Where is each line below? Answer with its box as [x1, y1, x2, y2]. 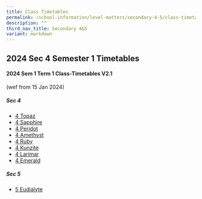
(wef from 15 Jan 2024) [6, 83, 65, 91]
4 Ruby [14, 137, 33, 144]
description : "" [6, 20, 47, 26]
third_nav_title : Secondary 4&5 [6, 25, 87, 32]
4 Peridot [14, 125, 38, 132]
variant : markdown [6, 31, 52, 37]
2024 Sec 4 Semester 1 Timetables [6, 53, 140, 64]
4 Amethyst [14, 131, 44, 138]
